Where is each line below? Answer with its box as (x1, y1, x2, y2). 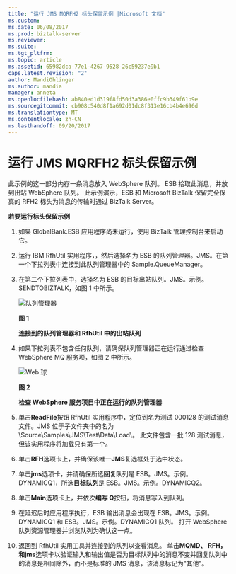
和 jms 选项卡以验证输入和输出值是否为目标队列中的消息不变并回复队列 (18, 550, 222, 559)
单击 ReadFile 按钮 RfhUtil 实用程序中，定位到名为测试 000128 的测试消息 (18, 413, 229, 422)
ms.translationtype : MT (8, 109, 78, 116)
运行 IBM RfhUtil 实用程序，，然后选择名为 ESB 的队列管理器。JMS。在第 (18, 251, 229, 260)
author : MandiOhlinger (8, 76, 75, 84)
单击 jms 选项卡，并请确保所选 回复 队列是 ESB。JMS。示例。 (18, 470, 193, 478)
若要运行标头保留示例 (8, 212, 70, 221)
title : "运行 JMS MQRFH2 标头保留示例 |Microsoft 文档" (8, 10, 165, 18)
